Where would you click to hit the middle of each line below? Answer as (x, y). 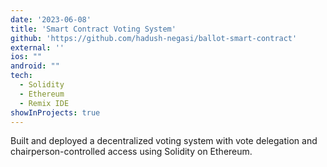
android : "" (35, 66)
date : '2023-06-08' (51, 19)
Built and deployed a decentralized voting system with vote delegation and (164, 141)
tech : (21, 76)
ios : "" (26, 57)
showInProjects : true (55, 112)
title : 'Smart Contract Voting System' (93, 29)
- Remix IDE (44, 103)
